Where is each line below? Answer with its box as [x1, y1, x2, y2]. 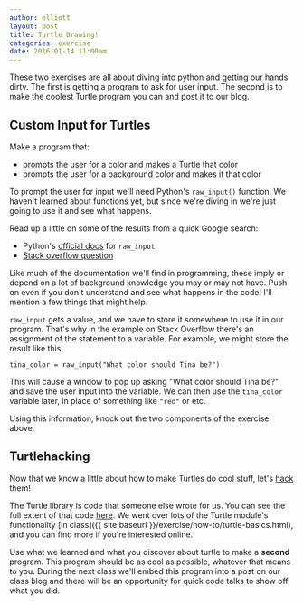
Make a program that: [9, 141, 90, 152]
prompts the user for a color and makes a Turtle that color [22, 158, 238, 169]
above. [9, 422, 35, 433]
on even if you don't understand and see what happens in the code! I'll [9, 286, 273, 297]
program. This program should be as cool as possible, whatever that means [9, 556, 291, 567]
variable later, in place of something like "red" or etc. [9, 395, 206, 406]
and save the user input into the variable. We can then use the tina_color [9, 386, 283, 397]
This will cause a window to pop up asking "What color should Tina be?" [9, 376, 279, 387]
